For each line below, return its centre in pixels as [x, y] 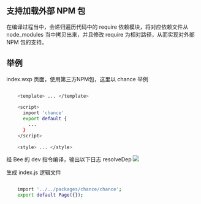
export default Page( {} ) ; [51, 195]
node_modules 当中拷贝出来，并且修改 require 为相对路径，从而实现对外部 [100, 34]
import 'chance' [43, 113]
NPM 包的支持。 [27, 42]
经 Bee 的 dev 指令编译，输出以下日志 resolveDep [69, 159]
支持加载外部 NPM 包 [46, 11]
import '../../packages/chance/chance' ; [70, 189]
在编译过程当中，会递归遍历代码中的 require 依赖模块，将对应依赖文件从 [97, 27]
